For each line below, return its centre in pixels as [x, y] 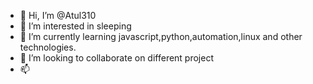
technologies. [48, 47]
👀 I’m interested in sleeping [75, 26]
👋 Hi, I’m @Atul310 [58, 15]
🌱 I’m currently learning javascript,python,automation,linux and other [161, 36]
